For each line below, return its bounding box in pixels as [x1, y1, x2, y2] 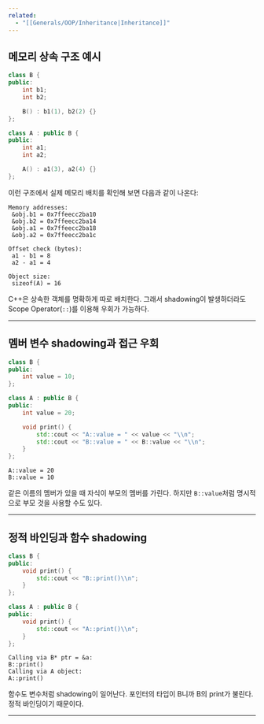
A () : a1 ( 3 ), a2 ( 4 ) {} [22, 165, 97, 173]
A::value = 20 [8, 466, 55, 475]
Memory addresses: [8, 203, 68, 211]
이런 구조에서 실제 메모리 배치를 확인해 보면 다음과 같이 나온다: [8, 187, 199, 197]
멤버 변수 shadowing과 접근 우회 [8, 336, 159, 351]
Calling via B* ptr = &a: [8, 654, 93, 662]
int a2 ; [22, 151, 47, 159]
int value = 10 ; [22, 373, 76, 381]
